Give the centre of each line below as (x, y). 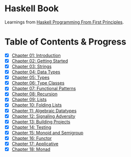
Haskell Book (32, 9)
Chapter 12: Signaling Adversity (43, 116)
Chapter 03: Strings (32, 66)
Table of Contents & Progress (65, 42)
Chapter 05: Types (30, 78)
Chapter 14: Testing (31, 127)
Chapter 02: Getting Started (40, 61)
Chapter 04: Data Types (36, 72)
